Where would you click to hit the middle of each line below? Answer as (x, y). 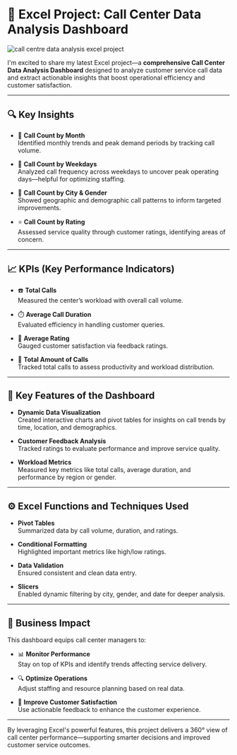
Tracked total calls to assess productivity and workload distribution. (116, 367)
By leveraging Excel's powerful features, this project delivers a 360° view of (117, 730)
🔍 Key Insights (41, 115)
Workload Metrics (44, 462)
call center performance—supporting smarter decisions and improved (109, 737)
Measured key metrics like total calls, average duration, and (104, 470)
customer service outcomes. (49, 745)
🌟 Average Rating (43, 338)
